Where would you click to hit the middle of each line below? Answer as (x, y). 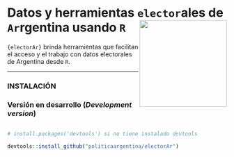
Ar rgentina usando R (67, 27)
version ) (22, 113)
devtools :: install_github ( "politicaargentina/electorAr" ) (93, 147)
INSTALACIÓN (32, 86)
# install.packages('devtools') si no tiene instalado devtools (102, 134)
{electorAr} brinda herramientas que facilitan (73, 47)
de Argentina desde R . (39, 61)
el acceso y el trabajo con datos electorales (70, 54)
